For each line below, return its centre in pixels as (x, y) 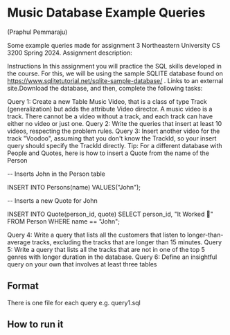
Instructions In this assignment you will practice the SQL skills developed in (114, 66)
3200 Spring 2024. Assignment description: (70, 53)
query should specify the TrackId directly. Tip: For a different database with (115, 145)
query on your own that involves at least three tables (82, 264)
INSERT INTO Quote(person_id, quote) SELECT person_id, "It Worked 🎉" (110, 214)
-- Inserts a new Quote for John (53, 200)
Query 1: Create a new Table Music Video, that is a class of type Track (107, 101)
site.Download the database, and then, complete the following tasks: (105, 88)
